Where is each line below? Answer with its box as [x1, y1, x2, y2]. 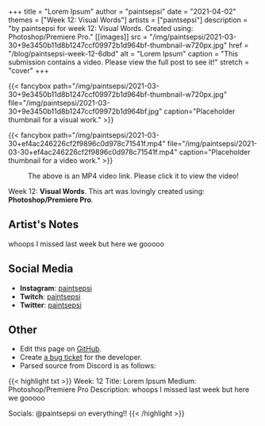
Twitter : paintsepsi [19, 300, 82, 309]
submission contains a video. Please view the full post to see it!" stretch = [8, 57, 250, 67]
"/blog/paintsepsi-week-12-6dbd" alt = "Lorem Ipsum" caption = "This [8, 49, 239, 58]
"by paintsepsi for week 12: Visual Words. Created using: [8, 24, 194, 33]
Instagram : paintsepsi [19, 283, 93, 292]
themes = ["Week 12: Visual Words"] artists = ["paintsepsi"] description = [8, 15, 248, 25]
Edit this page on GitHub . [19, 344, 102, 354]
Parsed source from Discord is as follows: [19, 361, 156, 370]
